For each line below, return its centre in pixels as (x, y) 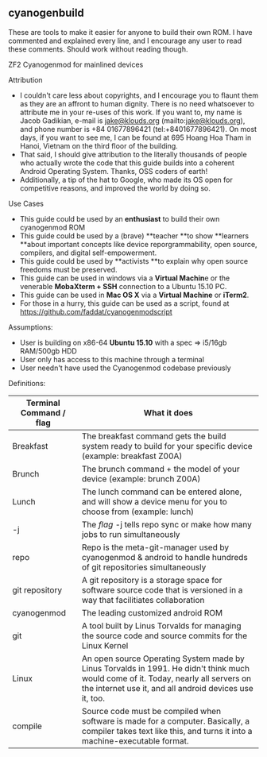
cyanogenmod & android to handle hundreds (164, 557)
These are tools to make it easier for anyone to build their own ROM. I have (130, 32)
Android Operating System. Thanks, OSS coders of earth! (114, 171)
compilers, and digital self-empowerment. (88, 253)
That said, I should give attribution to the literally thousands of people (133, 154)
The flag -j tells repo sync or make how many (167, 524)
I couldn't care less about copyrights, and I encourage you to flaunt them (139, 95)
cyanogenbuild (46, 13)
